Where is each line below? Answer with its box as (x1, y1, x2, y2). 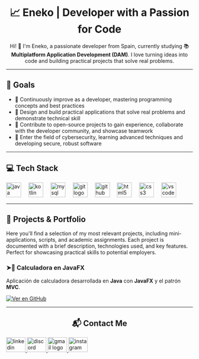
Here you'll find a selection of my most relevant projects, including (6, 230, 168, 237)
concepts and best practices (14, 102, 85, 109)
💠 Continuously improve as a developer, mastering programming (14, 95, 172, 102)
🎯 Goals (6, 80, 36, 90)
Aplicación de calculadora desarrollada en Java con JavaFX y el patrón (6, 277, 181, 284)
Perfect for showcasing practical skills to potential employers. (6, 249, 157, 256)
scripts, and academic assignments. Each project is (38, 236, 164, 243)
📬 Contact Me (72, 319, 127, 329)
